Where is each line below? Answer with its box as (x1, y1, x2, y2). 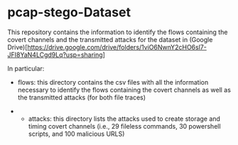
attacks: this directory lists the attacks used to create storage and (28, 114, 220, 123)
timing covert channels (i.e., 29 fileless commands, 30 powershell (28, 122, 222, 130)
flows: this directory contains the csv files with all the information (17, 77, 209, 86)
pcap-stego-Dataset (7, 4, 131, 21)
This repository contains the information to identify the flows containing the (7, 28, 228, 36)
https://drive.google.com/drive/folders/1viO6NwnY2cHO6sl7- (27, 43, 207, 51)
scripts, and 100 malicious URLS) (28, 129, 125, 138)
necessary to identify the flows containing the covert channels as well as (17, 85, 231, 94)
